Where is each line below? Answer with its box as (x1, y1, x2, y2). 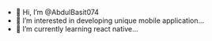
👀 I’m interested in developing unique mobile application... (15, 16, 205, 25)
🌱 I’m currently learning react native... (15, 24, 138, 33)
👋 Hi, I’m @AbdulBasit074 (15, 8, 100, 17)
